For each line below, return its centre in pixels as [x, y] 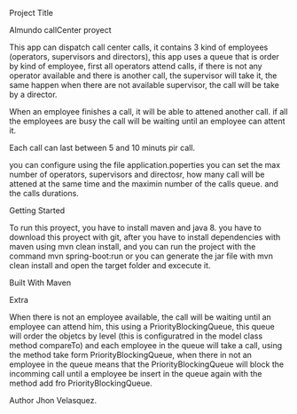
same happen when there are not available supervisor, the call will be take [144, 85]
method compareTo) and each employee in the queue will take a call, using [146, 345]
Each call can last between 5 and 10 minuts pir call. [102, 147]
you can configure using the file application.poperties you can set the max [145, 165]
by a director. [33, 94]
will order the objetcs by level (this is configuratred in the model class [136, 336]
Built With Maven [40, 283]
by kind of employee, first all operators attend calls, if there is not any [136, 66]
